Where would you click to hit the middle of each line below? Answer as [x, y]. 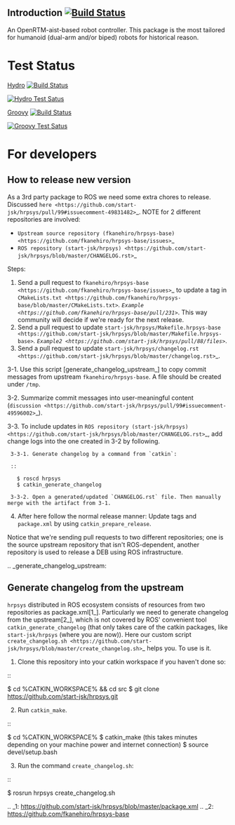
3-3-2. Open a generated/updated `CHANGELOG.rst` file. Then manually [115, 497]
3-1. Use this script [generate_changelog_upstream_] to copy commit [107, 369]
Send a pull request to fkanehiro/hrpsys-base [83, 282]
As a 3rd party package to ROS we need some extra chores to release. [109, 196]
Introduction [35, 13]
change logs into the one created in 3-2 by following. [83, 441]
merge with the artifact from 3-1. [59, 503]
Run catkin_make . [42, 710]
